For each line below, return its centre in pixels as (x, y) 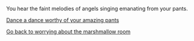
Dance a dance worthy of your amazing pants (63, 20)
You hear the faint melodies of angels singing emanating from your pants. (97, 9)
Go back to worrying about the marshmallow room (68, 31)
